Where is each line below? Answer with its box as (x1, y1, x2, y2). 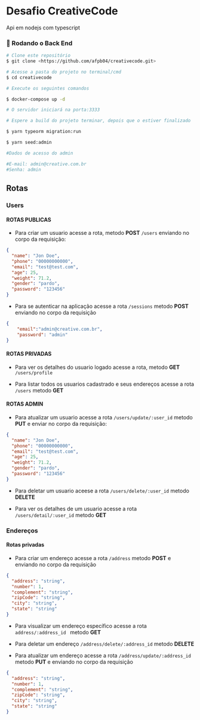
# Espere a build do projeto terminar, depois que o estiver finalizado (6, 118, 191, 124)
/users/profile (14, 370, 53, 376)
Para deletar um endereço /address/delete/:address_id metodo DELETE (14, 640, 195, 648)
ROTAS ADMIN (6, 400, 44, 408)
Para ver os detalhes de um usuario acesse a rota (14, 505, 137, 512)
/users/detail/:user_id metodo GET (14, 511, 106, 519)
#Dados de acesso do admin (6, 150, 73, 156)
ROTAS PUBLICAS (6, 216, 52, 223)
